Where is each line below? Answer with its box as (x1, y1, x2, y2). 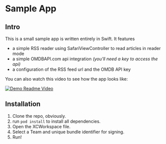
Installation (5, 100, 41, 108)
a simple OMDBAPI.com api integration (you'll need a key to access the (12, 56, 158, 62)
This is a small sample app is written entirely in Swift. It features (5, 36, 135, 42)
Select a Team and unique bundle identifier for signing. (12, 129, 125, 135)
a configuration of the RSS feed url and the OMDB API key (12, 66, 131, 72)
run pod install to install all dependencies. (12, 118, 101, 124)
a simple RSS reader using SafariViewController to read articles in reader (12, 46, 161, 51)
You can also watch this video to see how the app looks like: (5, 76, 128, 82)
